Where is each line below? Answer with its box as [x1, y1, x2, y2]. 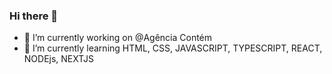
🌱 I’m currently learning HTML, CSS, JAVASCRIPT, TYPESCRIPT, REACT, [23, 42, 323, 54]
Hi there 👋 [9, 9, 59, 23]
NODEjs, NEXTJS [23, 53, 95, 65]
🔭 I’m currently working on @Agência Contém [23, 32, 213, 44]
